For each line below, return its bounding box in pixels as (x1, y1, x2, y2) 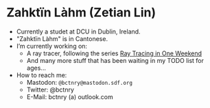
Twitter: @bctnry (26, 85, 75, 94)
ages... (26, 64, 46, 72)
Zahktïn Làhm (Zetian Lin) (6, 5, 156, 21)
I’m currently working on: (16, 42, 87, 50)
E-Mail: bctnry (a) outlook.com (26, 92, 114, 100)
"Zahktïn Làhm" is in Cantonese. (16, 34, 108, 42)
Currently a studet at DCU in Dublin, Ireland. (16, 27, 141, 36)
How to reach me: (16, 70, 67, 79)
